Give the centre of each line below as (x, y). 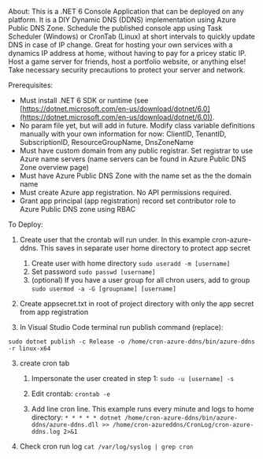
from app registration (54, 312)
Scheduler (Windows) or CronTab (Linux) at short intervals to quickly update (132, 36)
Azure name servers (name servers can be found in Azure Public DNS (133, 159)
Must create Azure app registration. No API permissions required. (126, 192)
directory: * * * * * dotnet (76, 417)
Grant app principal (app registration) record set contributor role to (128, 201)
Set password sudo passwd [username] (93, 272)
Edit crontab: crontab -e (70, 394)
